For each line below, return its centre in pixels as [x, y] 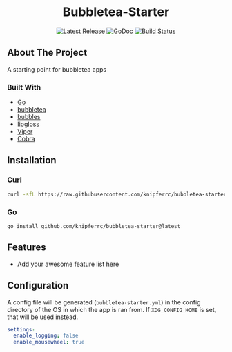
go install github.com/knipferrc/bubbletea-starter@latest [94, 226]
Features [27, 248]
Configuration [38, 286]
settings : [21, 329]
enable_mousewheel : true [49, 342]
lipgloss [28, 124]
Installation [32, 160]
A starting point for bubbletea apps [57, 69]
